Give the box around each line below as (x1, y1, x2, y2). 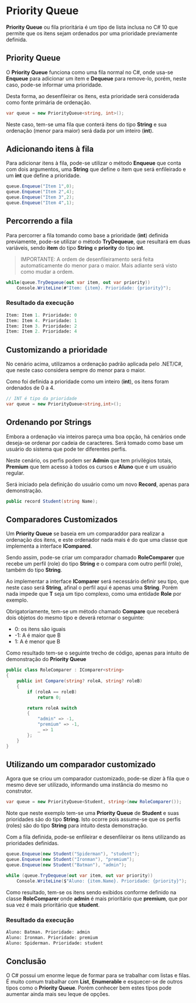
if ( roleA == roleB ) (27, 689, 77, 695)
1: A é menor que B (14, 638, 60, 645)
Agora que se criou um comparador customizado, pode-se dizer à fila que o (6, 775, 190, 782)
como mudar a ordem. (20, 268, 74, 275)
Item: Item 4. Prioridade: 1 (6, 317, 77, 324)
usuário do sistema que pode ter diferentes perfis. (6, 445, 127, 452)
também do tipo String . (6, 566, 63, 573)
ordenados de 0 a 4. (6, 384, 55, 391)
